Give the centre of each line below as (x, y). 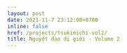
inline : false (28, 26)
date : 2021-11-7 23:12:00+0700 (53, 20)
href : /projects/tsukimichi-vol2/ (58, 33)
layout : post (26, 13)
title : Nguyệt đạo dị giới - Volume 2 (63, 39)
